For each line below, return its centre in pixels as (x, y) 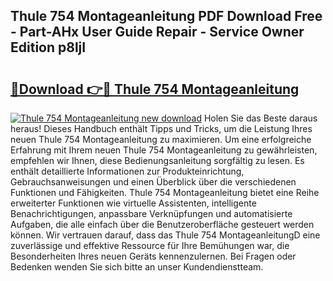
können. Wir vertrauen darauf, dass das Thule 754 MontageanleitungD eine (165, 235)
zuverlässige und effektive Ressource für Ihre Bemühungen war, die (150, 245)
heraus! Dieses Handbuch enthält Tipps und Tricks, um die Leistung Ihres (161, 128)
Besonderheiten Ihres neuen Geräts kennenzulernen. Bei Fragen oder (153, 256)
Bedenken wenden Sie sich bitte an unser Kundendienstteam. (137, 267)
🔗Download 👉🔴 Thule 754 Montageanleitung (155, 89)
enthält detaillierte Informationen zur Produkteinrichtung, (127, 171)
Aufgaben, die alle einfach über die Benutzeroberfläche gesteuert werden (162, 224)
